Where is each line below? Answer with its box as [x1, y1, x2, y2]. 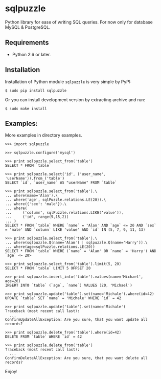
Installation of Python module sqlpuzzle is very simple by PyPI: [5, 79, 132, 85]
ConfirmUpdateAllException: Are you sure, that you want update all [5, 317, 148, 322]
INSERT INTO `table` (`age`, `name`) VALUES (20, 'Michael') [5, 283, 133, 288]
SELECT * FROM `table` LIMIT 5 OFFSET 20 [5, 266, 91, 271]
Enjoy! [5, 369, 18, 375]
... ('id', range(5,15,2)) [5, 215, 69, 220]
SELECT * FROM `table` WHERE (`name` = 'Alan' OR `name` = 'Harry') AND [5, 249, 157, 254]
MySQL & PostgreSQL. [5, 24, 50, 30]
